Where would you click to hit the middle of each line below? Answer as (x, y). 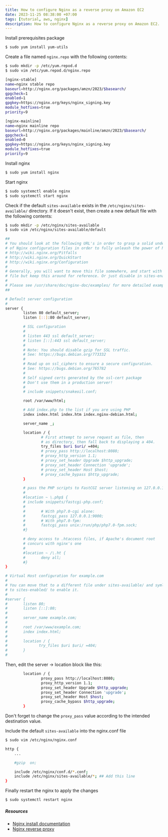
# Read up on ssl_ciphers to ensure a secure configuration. (88, 364)
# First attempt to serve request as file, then (92, 437)
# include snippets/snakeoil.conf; (60, 392)
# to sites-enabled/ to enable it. (42, 590)
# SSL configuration (44, 327)
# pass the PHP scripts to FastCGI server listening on (82, 488)
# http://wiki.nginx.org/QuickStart (43, 257)
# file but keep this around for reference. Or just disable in (73, 276)
